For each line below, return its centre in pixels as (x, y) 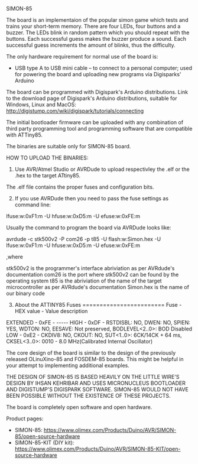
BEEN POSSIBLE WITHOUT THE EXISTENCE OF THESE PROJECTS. (88, 396)
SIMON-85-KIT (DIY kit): (44, 442)
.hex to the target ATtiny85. (48, 176)
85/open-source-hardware (47, 436)
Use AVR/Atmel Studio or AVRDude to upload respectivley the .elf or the (102, 169)
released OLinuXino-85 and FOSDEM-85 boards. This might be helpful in (95, 359)
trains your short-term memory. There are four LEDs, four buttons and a (93, 26)
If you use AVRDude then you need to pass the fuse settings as (92, 198)
